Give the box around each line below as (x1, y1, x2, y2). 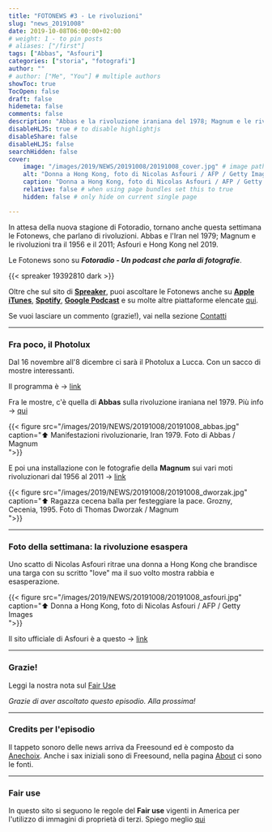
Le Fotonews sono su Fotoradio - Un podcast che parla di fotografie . (8, 255, 243, 264)
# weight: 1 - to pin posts (8, 34, 104, 43)
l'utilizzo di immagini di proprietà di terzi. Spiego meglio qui (8, 814, 206, 824)
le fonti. (8, 759, 34, 769)
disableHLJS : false (8, 139, 74, 148)
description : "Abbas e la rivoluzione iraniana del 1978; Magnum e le (8, 118, 252, 126)
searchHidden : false (8, 148, 79, 156)
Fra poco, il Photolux (8, 338, 91, 350)
